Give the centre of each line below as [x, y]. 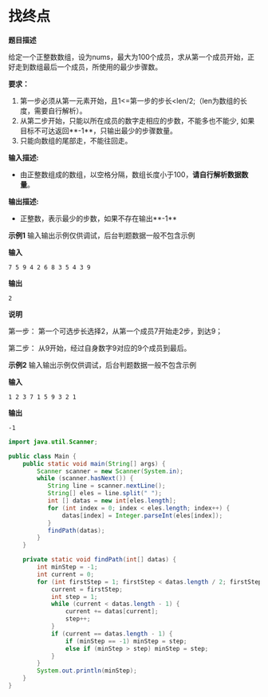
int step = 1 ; [74, 597]
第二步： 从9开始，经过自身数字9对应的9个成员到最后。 [100, 348]
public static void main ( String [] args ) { [94, 463]
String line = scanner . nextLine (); [106, 486]
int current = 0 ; [65, 574]
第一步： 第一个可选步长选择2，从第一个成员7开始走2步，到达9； [116, 331]
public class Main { [43, 456]
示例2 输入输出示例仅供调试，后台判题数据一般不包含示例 [102, 364]
